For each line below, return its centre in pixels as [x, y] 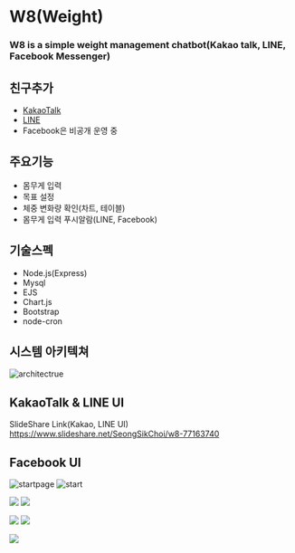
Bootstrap [41, 311]
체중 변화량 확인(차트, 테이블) [74, 208]
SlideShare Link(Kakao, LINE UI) [69, 424]
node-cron [43, 321]
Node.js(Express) [55, 272]
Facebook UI [45, 462]
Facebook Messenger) [60, 56]
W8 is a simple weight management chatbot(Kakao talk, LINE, [148, 45]
